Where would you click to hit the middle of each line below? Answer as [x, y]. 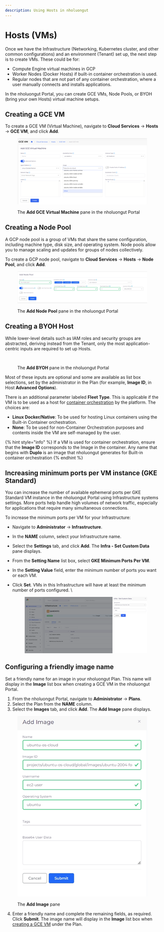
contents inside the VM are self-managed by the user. [66, 432]
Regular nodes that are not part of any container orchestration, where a [84, 79]
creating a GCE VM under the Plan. [47, 924]
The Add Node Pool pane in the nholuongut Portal [68, 311]
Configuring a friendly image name [59, 667]
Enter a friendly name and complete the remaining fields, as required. [82, 914]
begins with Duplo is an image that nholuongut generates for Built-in [74, 452]
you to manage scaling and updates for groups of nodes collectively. [74, 249]
